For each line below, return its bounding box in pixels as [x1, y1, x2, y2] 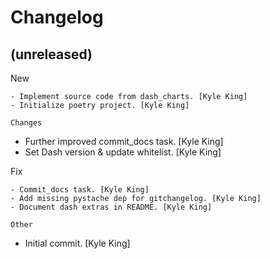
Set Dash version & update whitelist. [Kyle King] [24, 146, 222, 158]
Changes [10, 118, 43, 128]
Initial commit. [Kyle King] [24, 237, 131, 249]
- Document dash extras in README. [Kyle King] [10, 202, 213, 212]
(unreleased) [10, 46, 93, 63]
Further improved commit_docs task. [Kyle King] [24, 136, 224, 147]
